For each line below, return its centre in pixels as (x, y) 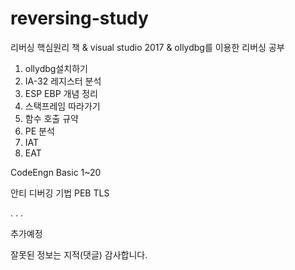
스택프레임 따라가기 (62, 106)
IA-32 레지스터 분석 (63, 81)
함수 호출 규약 (51, 118)
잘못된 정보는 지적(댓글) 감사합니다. (79, 254)
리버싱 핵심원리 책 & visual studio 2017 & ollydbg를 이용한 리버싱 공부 (147, 47)
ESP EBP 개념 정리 (61, 93)
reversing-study (79, 18)
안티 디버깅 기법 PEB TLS (60, 193)
